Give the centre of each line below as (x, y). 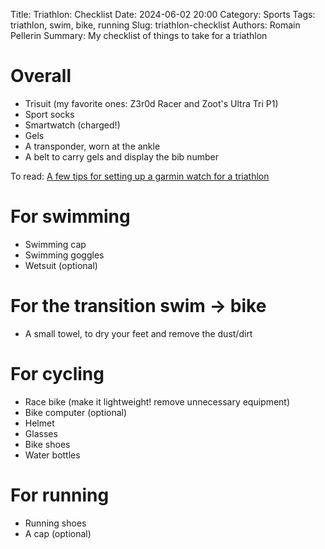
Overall (41, 76)
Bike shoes (47, 444)
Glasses (41, 433)
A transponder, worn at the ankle (92, 146)
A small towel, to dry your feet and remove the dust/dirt (138, 333)
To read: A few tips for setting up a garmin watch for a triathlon (140, 176)
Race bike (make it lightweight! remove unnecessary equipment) (157, 401)
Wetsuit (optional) (61, 265)
